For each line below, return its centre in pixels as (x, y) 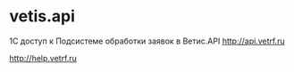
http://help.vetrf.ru (43, 58)
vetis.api (42, 16)
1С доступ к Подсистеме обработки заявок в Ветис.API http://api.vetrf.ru (147, 41)
